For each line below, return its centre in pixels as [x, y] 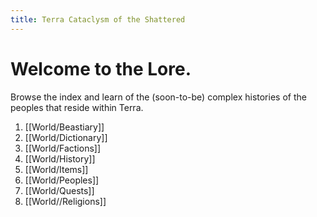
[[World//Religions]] [65, 201]
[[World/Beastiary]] [64, 127]
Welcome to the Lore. [101, 68]
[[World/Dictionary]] [66, 137]
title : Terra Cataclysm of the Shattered [98, 19]
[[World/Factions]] [63, 148]
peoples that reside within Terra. [77, 107]
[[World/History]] [60, 158]
